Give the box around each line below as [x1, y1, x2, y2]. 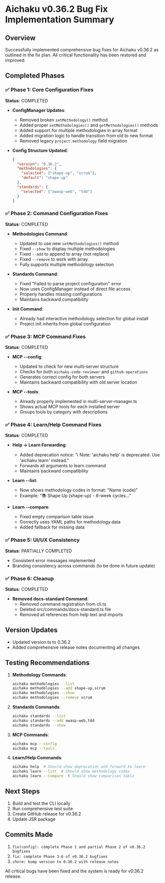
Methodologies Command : [12, 231, 68, 237]
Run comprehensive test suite [12, 805, 73, 811]
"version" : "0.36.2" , [17, 162, 62, 167]
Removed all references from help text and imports [19, 612, 124, 618]
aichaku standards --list [12, 713, 66, 719]
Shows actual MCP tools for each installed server [19, 404, 120, 410]
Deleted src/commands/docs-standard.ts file [19, 606, 111, 612]
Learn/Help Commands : [12, 755, 63, 761]
